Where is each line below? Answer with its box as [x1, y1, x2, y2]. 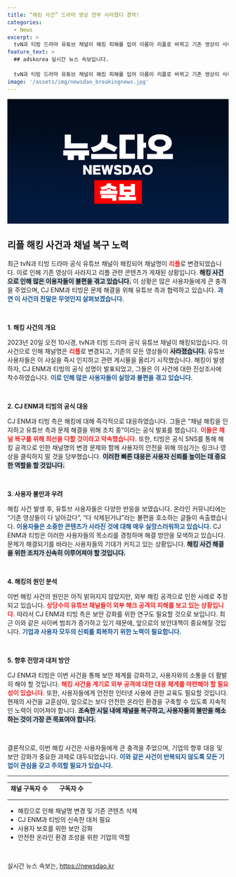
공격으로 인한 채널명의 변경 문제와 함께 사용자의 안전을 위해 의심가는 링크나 [14, 443, 219, 452]
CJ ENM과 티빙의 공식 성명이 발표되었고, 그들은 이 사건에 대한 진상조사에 [22, 364, 222, 373]
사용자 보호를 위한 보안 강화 [17, 824, 93, 833]
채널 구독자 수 [10, 784, 48, 792]
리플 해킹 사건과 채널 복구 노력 [7, 240, 129, 251]
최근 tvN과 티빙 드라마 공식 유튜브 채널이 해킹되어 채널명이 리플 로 [7, 259, 186, 268]
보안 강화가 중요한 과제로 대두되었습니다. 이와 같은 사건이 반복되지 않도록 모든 [7, 752, 218, 761]
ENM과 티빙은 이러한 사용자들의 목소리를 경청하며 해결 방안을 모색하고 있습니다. [7, 530, 226, 539]
